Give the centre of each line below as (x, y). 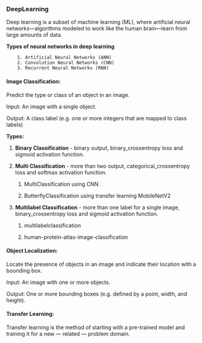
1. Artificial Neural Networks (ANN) (65, 58)
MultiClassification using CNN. (62, 184)
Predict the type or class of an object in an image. (68, 94)
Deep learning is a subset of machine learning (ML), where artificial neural (98, 22)
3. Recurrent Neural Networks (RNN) (63, 68)
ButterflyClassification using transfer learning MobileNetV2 (97, 196)
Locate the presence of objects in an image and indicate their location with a (101, 264)
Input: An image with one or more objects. (58, 282)
